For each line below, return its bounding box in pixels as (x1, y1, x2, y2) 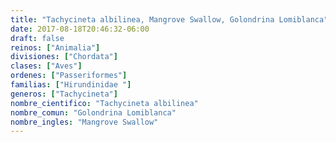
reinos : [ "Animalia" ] (10, 42, 101, 53)
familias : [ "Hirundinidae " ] (10, 80, 132, 90)
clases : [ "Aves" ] (10, 61, 83, 71)
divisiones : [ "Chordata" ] (10, 52, 118, 62)
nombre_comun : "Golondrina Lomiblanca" (10, 107, 177, 118)
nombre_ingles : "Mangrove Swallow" (10, 117, 159, 127)
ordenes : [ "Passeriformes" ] (10, 71, 128, 81)
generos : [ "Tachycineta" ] (10, 89, 118, 99)
